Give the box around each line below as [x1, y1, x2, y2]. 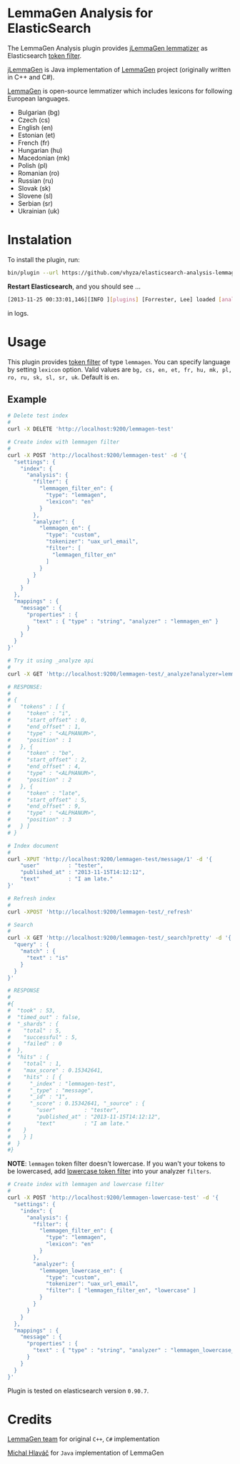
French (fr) [17, 138, 50, 147]
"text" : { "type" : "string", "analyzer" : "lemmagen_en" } [33, 618, 219, 625]
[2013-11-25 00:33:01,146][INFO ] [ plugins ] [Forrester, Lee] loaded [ [7, 296, 222, 303]
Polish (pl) [17, 161, 48, 169]
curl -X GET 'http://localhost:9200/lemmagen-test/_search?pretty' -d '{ [7, 934, 232, 942]
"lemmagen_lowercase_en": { [39, 1267, 123, 1274]
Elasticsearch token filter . [7, 51, 82, 60]
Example [7, 393, 47, 405]
